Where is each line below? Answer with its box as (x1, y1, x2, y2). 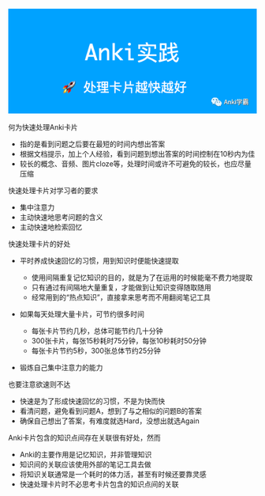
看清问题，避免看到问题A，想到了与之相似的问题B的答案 (19, 407, 203, 416)
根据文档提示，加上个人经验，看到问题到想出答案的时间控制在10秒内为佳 (19, 150, 256, 159)
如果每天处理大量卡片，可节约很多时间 (19, 309, 144, 319)
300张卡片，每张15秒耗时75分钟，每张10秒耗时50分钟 (31, 336, 207, 346)
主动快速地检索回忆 (19, 222, 83, 232)
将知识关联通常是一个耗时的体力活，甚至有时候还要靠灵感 (19, 470, 207, 479)
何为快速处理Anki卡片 (8, 123, 79, 132)
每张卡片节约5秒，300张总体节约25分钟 (31, 346, 162, 356)
